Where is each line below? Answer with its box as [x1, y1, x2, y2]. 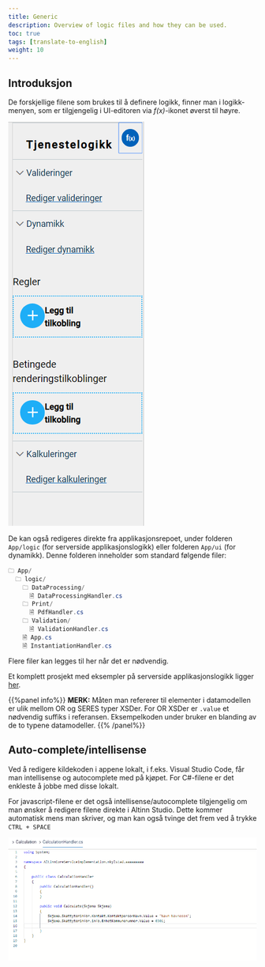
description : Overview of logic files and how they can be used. [8, 21, 227, 29]
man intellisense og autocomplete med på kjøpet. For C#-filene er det [8, 772, 234, 782]
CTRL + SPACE [8, 823, 51, 831]
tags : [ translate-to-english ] [8, 38, 108, 46]
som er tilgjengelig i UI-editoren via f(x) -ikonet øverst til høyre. [38, 105, 241, 115]
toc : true [8, 29, 41, 37]
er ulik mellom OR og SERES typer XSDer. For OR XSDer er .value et [8, 704, 230, 713]
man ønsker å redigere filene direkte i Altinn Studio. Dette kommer [8, 805, 223, 814]
